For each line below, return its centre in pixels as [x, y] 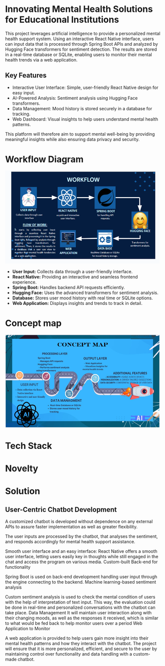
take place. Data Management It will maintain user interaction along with [79, 613]
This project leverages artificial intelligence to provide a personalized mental [83, 33]
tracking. [21, 114]
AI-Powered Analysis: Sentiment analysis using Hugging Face [75, 98]
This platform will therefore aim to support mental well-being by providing [80, 134]
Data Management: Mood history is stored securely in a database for [82, 108]
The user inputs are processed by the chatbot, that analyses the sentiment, [82, 536]
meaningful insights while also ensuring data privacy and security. [72, 139]
